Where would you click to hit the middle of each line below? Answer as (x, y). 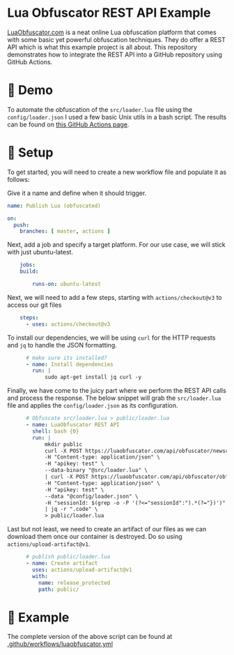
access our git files (34, 305)
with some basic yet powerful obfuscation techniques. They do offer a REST (117, 39)
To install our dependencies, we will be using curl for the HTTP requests (111, 338)
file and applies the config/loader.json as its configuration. (93, 405)
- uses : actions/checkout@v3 (68, 324)
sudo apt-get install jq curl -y (93, 377)
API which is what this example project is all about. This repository (102, 47)
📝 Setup (30, 153)
